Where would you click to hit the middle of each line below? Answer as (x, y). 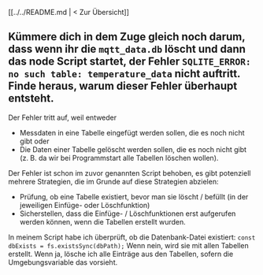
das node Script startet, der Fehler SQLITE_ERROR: (130, 62)
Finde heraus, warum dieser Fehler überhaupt (123, 86)
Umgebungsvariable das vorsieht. (63, 262)
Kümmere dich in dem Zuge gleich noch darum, (127, 37)
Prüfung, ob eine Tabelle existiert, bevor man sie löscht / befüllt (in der (134, 196)
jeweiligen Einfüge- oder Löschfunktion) (85, 205)
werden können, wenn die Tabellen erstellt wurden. (103, 221)
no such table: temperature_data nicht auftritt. (124, 74)
